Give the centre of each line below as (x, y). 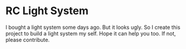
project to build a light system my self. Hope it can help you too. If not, (91, 33)
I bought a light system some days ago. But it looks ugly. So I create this (93, 27)
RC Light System (47, 11)
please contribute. (28, 40)
